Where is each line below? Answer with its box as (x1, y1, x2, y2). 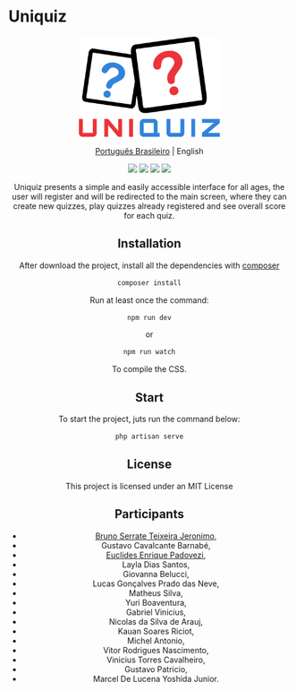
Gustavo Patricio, (123, 663, 189, 674)
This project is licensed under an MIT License (65, 480, 233, 491)
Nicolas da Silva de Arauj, (108, 616, 203, 626)
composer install (116, 278, 182, 288)
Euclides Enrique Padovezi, (106, 549, 207, 560)
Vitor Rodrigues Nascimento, (103, 644, 209, 655)
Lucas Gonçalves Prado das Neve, (92, 578, 220, 589)
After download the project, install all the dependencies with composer (19, 260, 280, 271)
